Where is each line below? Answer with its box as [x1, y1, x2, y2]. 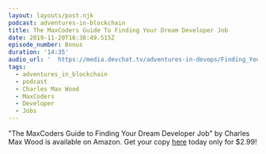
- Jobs [15, 107, 37, 115]
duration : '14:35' [8, 48, 69, 56]
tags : [8, 63, 26, 71]
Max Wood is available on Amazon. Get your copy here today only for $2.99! [8, 137, 257, 146]
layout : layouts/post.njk [8, 11, 93, 20]
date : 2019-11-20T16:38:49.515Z [8, 33, 115, 42]
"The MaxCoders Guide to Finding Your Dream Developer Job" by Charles [8, 129, 250, 138]
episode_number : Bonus [8, 41, 83, 49]
